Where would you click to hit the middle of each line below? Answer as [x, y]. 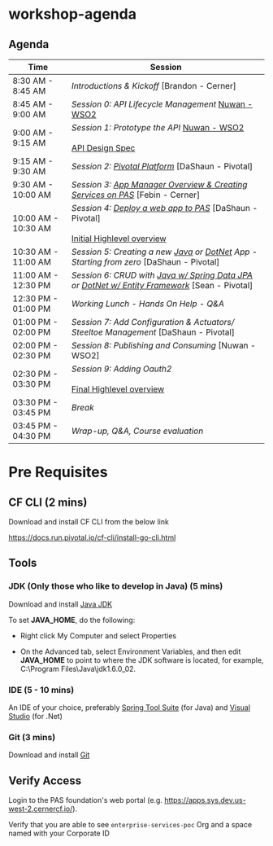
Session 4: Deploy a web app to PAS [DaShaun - [165, 208]
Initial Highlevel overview [119, 239]
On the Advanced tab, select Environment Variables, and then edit [130, 651]
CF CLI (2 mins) [48, 502]
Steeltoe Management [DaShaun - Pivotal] [154, 332]
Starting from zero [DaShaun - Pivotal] [146, 262]
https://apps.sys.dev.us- [205, 800]
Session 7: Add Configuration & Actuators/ [153, 322]
